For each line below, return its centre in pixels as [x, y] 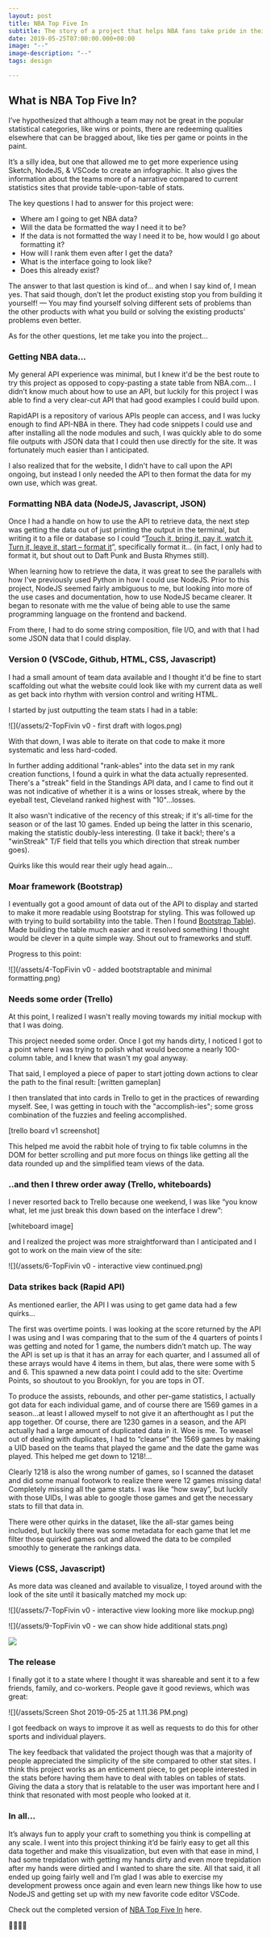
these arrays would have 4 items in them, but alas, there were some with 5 [132, 1363]
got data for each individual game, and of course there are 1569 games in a [133, 1404]
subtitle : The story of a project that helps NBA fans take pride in [128, 31]
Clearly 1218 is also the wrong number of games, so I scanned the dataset [131, 1472]
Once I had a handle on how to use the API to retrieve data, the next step [129, 521]
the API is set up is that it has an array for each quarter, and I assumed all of [134, 1355]
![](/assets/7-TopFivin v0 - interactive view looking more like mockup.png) [131, 1610]
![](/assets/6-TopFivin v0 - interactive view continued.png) [106, 1266]
